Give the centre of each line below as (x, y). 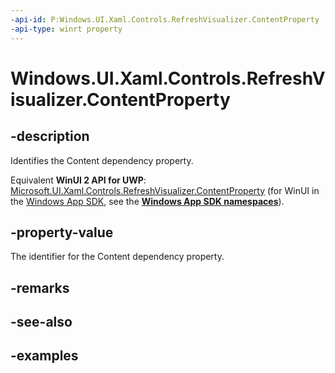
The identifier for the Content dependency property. (117, 257)
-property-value (62, 232)
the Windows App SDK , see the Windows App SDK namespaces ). (147, 201)
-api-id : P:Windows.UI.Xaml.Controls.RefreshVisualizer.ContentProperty (165, 19)
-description (50, 136)
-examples (44, 356)
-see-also (41, 322)
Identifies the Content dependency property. (102, 160)
